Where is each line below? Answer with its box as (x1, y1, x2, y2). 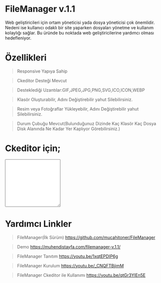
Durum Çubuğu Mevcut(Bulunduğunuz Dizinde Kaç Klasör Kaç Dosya (17, 120, 157, 126)
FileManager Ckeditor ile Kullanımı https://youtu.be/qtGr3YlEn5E (17, 272, 146, 278)
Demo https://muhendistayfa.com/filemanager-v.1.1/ (17, 244, 121, 249)
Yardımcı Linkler (5, 218, 72, 229)
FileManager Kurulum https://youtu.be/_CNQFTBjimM (17, 263, 124, 268)
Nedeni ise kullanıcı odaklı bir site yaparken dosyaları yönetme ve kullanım (5, 24, 154, 30)
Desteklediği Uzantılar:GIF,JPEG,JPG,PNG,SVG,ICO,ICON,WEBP (17, 87, 145, 93)
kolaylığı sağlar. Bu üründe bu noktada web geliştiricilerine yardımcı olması (5, 30, 154, 36)
